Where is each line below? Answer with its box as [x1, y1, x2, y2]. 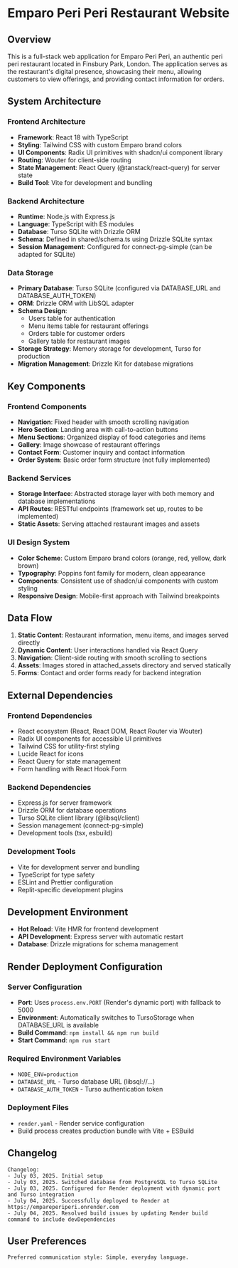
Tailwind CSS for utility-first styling [17, 742, 119, 751]
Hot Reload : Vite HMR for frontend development [17, 925, 159, 934]
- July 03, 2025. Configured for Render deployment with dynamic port [7, 1185, 221, 1192]
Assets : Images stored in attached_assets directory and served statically [17, 661, 232, 670]
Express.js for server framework [17, 798, 112, 807]
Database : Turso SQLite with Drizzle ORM [17, 227, 141, 236]
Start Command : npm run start [17, 1036, 111, 1045]
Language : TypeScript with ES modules [17, 219, 134, 228]
